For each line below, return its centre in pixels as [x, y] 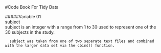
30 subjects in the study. [30, 32]
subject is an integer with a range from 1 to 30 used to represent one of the [81, 27]
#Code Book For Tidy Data [32, 7]
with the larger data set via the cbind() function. [60, 46]
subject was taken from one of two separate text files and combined [82, 41]
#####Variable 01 [23, 16]
